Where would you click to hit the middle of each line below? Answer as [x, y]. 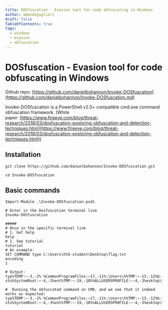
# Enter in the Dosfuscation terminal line [51, 211]
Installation [23, 155]
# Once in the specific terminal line [45, 228]
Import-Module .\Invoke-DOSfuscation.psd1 [50, 202]
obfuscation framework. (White [37, 112]
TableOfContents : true [29, 24]
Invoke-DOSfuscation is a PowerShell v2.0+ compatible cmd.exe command [82, 107]
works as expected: [25, 294]
